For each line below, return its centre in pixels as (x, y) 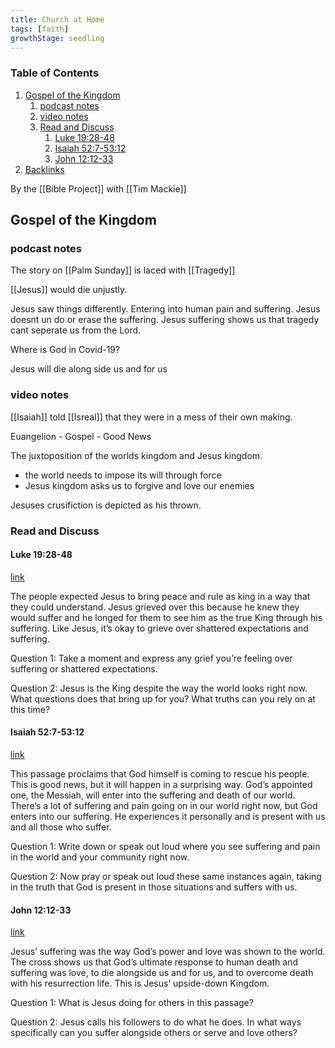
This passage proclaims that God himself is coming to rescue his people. (160, 773)
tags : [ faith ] (40, 29)
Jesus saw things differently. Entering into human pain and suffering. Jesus (165, 309)
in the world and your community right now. (100, 857)
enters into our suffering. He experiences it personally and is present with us (168, 816)
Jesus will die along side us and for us (89, 369)
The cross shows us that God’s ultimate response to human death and (154, 962)
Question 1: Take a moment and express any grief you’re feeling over (151, 658)
